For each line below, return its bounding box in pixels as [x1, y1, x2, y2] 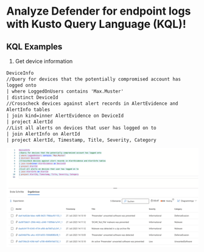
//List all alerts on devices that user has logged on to [6, 125, 157, 131]
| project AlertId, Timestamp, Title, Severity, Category [6, 137, 157, 143]
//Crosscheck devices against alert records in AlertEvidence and [6, 100, 178, 107]
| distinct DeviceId [6, 94, 59, 100]
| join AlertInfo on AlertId [6, 131, 80, 137]
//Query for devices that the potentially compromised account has [6, 76, 181, 82]
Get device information [15, 58, 73, 65]
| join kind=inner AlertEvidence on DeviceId [6, 113, 124, 119]
